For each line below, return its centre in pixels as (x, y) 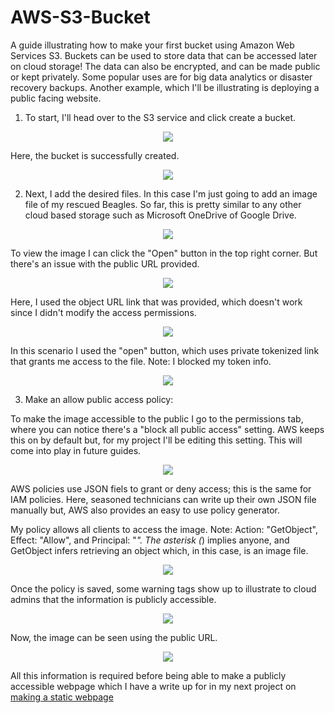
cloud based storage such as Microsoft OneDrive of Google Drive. (160, 215)
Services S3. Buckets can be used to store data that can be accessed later (164, 55)
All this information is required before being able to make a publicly (148, 675)
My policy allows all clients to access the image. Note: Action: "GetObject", (164, 529)
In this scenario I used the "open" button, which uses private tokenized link (165, 350)
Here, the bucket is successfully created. (95, 155)
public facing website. (56, 98)
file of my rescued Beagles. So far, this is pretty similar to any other (163, 204)
